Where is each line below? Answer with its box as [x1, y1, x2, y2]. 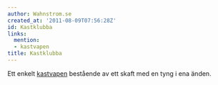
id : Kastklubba [7, 23, 53, 30]
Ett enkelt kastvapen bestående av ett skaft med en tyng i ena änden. [7, 69, 212, 78]
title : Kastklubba [7, 50, 62, 57]
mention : [14, 37, 40, 44]
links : [7, 30, 27, 38]
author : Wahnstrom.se [7, 10, 72, 18]
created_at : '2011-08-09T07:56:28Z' [7, 17, 117, 24]
